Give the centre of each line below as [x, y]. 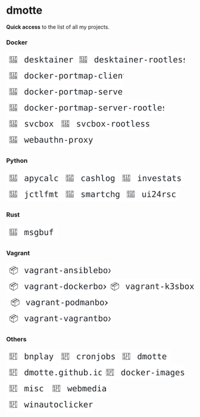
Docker [17, 42]
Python [17, 160]
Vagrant [18, 253]
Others [16, 339]
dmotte [24, 10]
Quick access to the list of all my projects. [58, 27]
